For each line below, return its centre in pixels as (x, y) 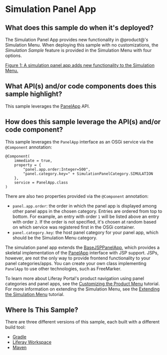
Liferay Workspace (32, 342)
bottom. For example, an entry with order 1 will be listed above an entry (86, 216)
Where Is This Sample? (42, 310)
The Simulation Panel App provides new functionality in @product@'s (77, 39)
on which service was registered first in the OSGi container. (73, 227)
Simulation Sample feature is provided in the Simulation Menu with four (78, 50)
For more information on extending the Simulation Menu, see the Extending (82, 289)
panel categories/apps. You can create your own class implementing (76, 263)
